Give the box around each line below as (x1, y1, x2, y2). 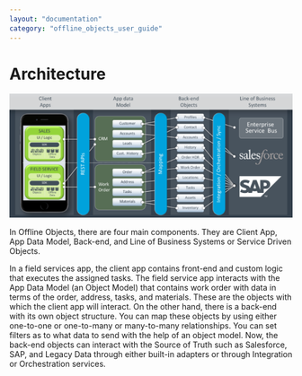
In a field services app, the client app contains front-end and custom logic (9, 263, 283, 274)
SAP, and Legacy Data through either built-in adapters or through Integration (9, 348, 293, 359)
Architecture (9, 64, 106, 84)
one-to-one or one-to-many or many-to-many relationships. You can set (9, 319, 277, 331)
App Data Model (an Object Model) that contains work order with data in (9, 282, 277, 293)
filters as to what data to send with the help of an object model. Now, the (9, 329, 279, 340)
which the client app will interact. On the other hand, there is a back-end (9, 301, 277, 311)
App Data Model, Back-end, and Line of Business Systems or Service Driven (9, 236, 292, 247)
